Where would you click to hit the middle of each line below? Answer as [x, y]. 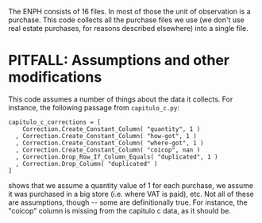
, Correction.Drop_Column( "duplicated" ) [87, 163]
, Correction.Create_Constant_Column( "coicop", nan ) [108, 150]
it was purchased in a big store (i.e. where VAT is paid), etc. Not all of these [131, 194]
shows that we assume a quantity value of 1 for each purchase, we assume [131, 185]
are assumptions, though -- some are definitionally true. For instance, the [128, 202]
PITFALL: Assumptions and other [119, 61]
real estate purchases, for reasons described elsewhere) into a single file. [128, 28]
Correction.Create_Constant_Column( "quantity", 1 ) [112, 129]
